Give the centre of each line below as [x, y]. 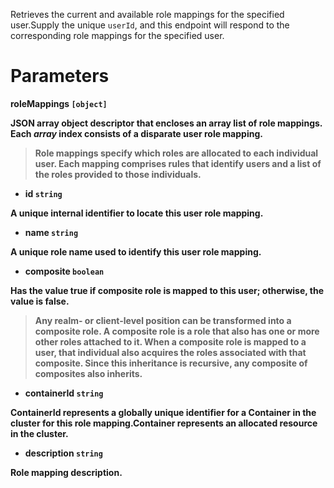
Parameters [60, 76]
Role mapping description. [66, 472]
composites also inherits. [88, 373]
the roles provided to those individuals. [118, 174]
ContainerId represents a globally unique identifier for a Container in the [163, 412]
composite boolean [64, 271]
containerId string [64, 393]
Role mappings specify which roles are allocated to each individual [176, 153]
